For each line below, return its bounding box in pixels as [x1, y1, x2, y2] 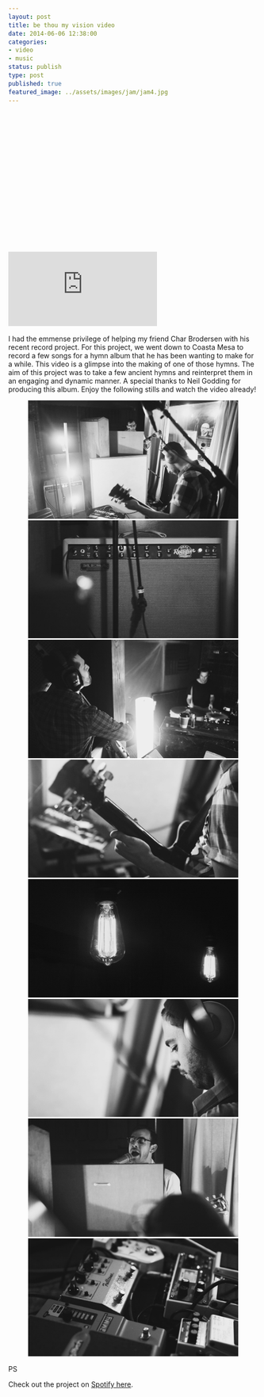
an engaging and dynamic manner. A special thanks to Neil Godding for [8, 377, 241, 385]
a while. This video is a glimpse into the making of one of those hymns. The [8, 359, 255, 369]
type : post [8, 71, 44, 79]
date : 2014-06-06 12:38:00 [8, 29, 98, 37]
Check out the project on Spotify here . [8, 1380, 133, 1389]
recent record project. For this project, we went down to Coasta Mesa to [8, 343, 244, 352]
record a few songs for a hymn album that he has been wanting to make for [8, 351, 254, 360]
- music [8, 55, 34, 63]
